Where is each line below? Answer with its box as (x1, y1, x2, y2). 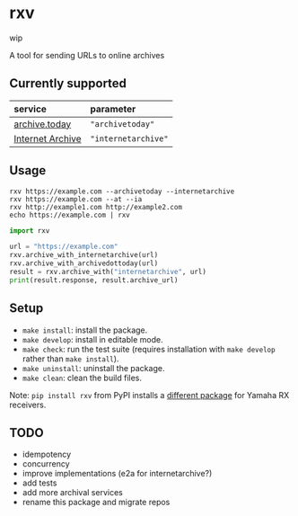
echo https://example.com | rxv (9, 210, 130, 219)
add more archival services (22, 487, 123, 498)
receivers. (9, 399, 47, 410)
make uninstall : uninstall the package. (22, 362, 165, 373)
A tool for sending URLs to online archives (9, 49, 165, 60)
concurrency (22, 458, 70, 469)
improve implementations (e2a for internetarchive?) (22, 468, 213, 479)
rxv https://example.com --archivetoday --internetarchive (9, 187, 235, 196)
